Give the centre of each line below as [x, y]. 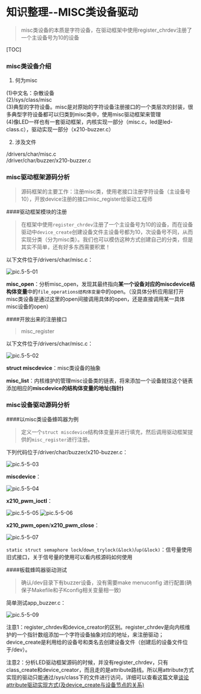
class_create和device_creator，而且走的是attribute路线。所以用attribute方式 [100, 669]
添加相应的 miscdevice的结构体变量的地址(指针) [65, 388]
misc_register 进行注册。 [62, 439]
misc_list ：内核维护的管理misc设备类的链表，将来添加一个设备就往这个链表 [100, 381]
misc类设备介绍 [29, 66]
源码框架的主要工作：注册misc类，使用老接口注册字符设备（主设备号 [106, 191]
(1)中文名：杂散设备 [30, 93]
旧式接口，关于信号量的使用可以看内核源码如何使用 [69, 557]
